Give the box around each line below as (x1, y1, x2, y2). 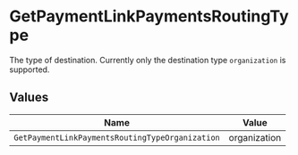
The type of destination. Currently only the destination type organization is (9, 54, 286, 65)
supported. (9, 64, 50, 75)
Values (9, 90, 49, 105)
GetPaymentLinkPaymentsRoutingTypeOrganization (13, 132, 221, 143)
